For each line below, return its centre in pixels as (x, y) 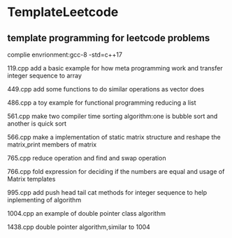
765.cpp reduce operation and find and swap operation (87, 158)
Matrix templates (31, 179)
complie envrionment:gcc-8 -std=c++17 (65, 54)
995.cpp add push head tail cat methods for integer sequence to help (107, 192)
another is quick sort (37, 124)
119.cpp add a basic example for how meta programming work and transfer (115, 68)
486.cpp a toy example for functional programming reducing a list (102, 103)
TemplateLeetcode (63, 12)
